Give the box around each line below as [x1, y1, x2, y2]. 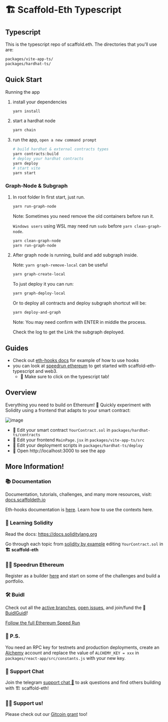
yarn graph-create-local [12, 272, 66, 277]
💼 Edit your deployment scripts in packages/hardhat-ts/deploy [12, 442, 143, 448]
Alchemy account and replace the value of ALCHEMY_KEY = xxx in [5, 650, 139, 656]
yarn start [12, 170, 36, 176]
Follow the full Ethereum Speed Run [5, 620, 80, 626]
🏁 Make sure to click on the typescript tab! [20, 373, 109, 379]
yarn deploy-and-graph [12, 310, 61, 315]
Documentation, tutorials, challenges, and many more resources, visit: [5, 491, 152, 497]
